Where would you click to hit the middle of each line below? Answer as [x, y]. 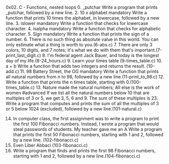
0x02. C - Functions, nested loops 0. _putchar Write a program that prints [82, 7]
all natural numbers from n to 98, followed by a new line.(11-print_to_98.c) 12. [85, 77]
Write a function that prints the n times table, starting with [65, 82]
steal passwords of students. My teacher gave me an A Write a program [88, 129]
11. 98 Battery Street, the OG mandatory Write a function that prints [89, 71]
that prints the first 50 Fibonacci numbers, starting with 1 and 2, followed [88, 135]
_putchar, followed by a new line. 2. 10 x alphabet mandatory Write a [76, 13]
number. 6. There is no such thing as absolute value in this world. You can [82, 39]
